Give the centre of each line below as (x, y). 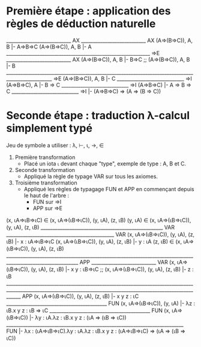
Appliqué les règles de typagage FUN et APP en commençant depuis (109, 189)
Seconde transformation (45, 170)
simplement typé (49, 129)
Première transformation (45, 157)
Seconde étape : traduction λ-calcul (98, 116)
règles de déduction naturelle (81, 24)
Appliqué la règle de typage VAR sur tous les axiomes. (91, 176)
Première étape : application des (88, 11)
